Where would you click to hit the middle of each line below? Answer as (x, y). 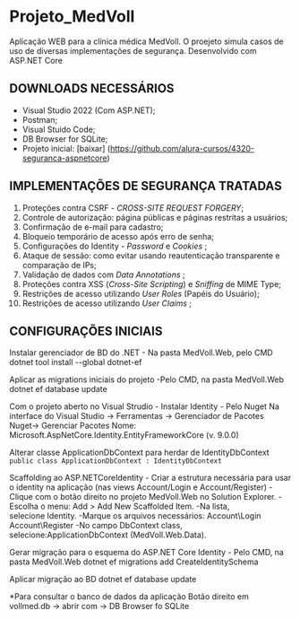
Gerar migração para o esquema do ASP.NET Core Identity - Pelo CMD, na (146, 553)
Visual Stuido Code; (59, 129)
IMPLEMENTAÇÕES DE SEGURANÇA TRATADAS (146, 186)
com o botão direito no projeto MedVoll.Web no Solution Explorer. (155, 497)
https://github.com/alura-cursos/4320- (183, 148)
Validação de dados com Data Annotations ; (103, 275)
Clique (21, 497)
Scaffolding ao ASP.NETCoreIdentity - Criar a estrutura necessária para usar (150, 478)
